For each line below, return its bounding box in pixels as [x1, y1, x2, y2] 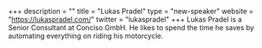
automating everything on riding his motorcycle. [8, 31, 164, 40]
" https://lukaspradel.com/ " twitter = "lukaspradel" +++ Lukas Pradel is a [8, 15, 242, 24]
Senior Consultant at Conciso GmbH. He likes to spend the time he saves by [8, 23, 254, 32]
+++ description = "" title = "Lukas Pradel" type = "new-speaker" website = [8, 7, 254, 15]
